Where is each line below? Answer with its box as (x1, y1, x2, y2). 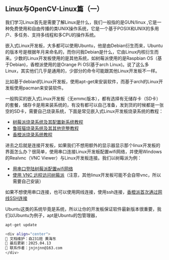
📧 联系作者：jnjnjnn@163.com (5, 245, 63, 251)
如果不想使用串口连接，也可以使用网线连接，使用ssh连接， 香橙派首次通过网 (5, 189, 162, 195)
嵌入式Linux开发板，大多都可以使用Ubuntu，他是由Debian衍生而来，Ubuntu (5, 42, 163, 48)
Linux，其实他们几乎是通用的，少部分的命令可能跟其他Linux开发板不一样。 (5, 68, 160, 74)
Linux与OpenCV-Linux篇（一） (5, 5, 104, 14)
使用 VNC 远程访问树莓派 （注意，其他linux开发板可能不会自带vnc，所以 (12, 172, 161, 178)
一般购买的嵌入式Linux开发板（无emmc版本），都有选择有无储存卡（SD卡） (5, 95, 161, 101)
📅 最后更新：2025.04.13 (5, 241, 51, 246)
